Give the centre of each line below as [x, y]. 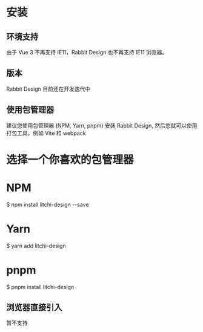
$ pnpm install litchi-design [40, 287]
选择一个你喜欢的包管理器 [70, 159]
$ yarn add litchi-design [36, 246]
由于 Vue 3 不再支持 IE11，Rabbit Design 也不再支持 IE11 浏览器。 [87, 52]
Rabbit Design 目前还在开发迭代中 [48, 89]
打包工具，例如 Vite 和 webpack [46, 133]
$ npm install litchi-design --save [48, 204]
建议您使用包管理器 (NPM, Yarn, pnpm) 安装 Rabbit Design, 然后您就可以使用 [102, 125]
